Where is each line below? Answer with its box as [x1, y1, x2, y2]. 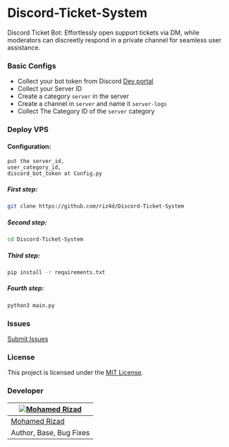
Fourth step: [7, 284, 44, 292]
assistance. [7, 43, 41, 52]
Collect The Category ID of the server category [17, 107, 155, 116]
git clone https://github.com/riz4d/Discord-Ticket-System [7, 203, 185, 210]
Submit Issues [7, 335, 49, 343]
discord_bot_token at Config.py [7, 170, 102, 177]
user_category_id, [7, 164, 61, 171]
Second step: [7, 217, 47, 227]
